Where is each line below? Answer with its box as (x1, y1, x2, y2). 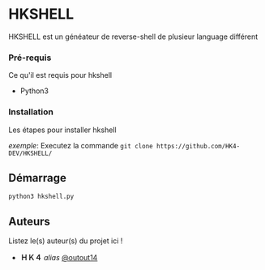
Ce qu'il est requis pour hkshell (8, 71, 112, 80)
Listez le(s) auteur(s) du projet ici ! (8, 236, 123, 246)
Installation (8, 106, 54, 118)
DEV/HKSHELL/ (8, 149, 53, 157)
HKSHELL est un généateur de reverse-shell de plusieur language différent (8, 32, 259, 41)
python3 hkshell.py (8, 192, 75, 201)
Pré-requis (8, 52, 52, 63)
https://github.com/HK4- (156, 142, 241, 150)
